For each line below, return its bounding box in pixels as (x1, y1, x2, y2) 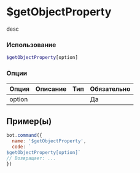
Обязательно (90, 85, 131, 93)
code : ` (12, 144, 32, 150)
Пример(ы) (6, 116, 52, 126)
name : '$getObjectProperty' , (12, 138, 87, 144)
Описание (35, 85, 67, 93)
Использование (6, 40, 56, 49)
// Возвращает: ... (6, 155, 56, 161)
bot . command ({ (6, 133, 43, 139)
